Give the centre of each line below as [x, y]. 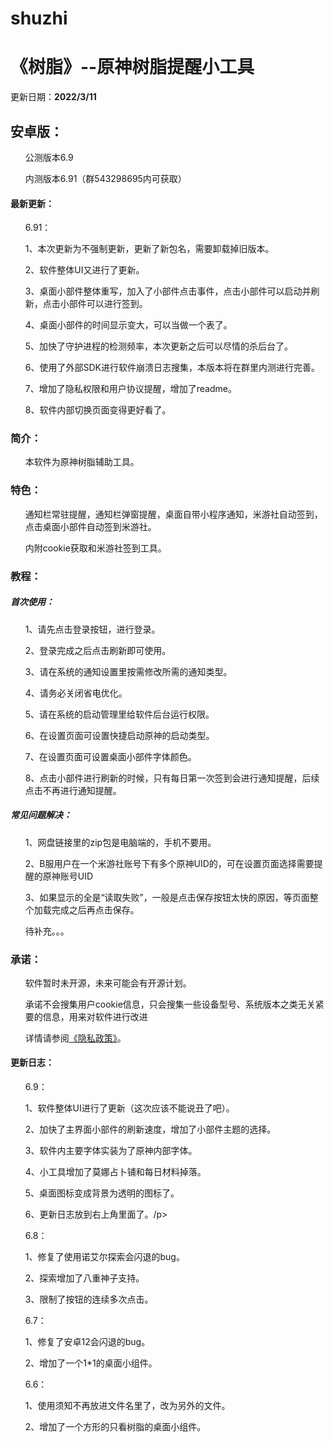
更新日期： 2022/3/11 [53, 97]
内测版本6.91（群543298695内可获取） [105, 178]
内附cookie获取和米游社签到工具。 [95, 548]
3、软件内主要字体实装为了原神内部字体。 [111, 1151]
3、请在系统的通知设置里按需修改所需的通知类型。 [128, 671]
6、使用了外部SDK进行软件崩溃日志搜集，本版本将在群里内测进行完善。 [172, 368]
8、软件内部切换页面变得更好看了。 [98, 410]
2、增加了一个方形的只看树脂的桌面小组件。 [115, 1427]
